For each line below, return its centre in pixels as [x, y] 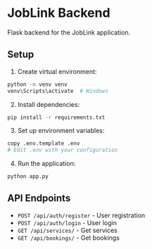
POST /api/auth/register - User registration [81, 215]
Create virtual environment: [57, 71]
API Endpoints [39, 198]
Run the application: [46, 164]
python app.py [28, 177]
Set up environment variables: [61, 131]
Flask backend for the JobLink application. [69, 32]
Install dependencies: [49, 104]
